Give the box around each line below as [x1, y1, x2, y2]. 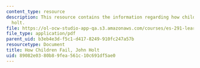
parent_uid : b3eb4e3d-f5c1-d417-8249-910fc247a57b [6, 36, 135, 42]
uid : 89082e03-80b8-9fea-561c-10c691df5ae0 [6, 53, 116, 59]
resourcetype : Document [6, 42, 65, 48]
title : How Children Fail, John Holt [6, 47, 100, 53]
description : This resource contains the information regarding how [6, 14, 180, 20]
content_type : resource [6, 8, 65, 15]
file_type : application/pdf [6, 31, 76, 37]
